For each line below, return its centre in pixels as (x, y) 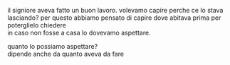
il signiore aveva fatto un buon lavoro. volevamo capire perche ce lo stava (115, 10)
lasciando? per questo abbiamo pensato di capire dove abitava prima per (114, 18)
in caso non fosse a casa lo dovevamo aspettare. (79, 32)
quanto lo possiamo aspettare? (53, 46)
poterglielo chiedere (37, 25)
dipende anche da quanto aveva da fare (66, 54)
